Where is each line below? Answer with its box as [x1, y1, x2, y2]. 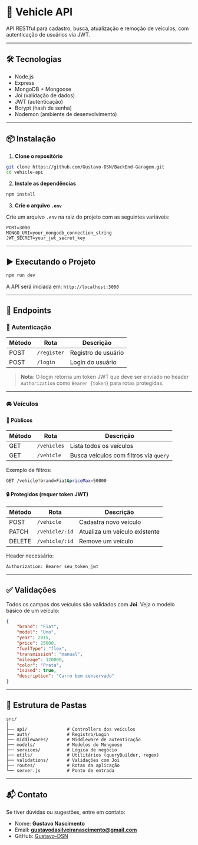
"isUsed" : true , [16, 668, 57, 674]
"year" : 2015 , [16, 635, 51, 641]
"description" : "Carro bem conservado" [16, 673, 115, 679]
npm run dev [6, 272, 35, 278]
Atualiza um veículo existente [79, 527, 160, 536]
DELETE [9, 537, 31, 545]
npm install [6, 192, 35, 197]
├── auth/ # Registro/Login [6, 731, 110, 737]
